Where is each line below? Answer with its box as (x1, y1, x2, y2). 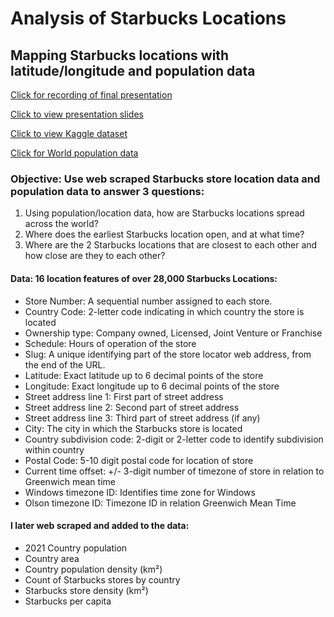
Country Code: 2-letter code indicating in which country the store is (24, 305, 305, 317)
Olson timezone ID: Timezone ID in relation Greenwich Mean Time (24, 497, 297, 509)
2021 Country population (24, 542, 128, 554)
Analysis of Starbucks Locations (10, 7, 287, 30)
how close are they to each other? (24, 250, 166, 262)
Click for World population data (10, 147, 139, 159)
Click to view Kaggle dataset (10, 128, 128, 139)
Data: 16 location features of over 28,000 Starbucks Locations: (10, 272, 278, 284)
